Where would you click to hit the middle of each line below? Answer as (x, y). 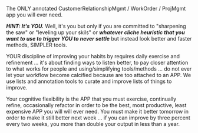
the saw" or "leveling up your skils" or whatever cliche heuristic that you (95, 32)
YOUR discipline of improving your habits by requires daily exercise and (93, 56)
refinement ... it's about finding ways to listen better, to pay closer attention (97, 62)
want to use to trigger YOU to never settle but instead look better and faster (99, 39)
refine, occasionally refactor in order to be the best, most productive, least (96, 105)
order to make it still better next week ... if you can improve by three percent (98, 118)
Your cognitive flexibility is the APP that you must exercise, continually (91, 99)
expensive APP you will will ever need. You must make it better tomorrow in (98, 112)
